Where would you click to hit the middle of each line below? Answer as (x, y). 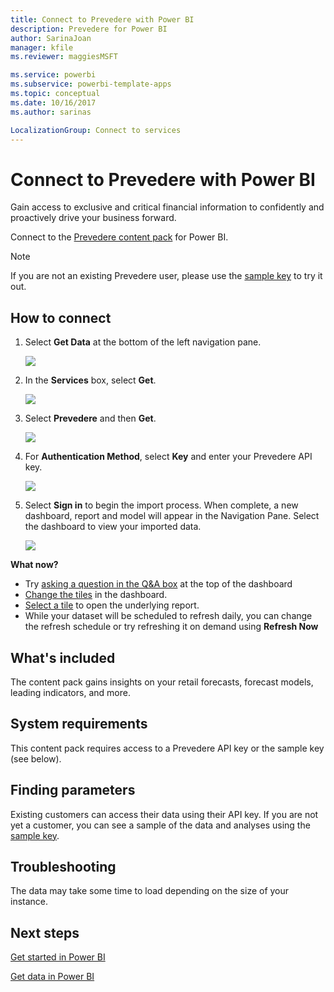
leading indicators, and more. (70, 692)
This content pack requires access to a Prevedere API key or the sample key (167, 748)
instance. (29, 902)
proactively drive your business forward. (93, 218)
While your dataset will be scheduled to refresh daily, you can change (168, 616)
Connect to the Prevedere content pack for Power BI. (119, 237)
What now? (34, 565)
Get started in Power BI (58, 957)
